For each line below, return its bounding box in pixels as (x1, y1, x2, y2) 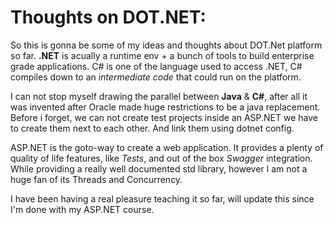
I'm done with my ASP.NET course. (10, 203, 155, 215)
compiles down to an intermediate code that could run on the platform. (10, 71, 302, 83)
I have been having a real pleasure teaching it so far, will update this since (10, 192, 315, 205)
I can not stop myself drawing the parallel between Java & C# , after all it (10, 90, 308, 102)
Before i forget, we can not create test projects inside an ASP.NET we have (10, 111, 318, 123)
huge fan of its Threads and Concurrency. (10, 173, 183, 185)
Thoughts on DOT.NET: (10, 6, 207, 29)
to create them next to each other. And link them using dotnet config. (10, 122, 295, 134)
